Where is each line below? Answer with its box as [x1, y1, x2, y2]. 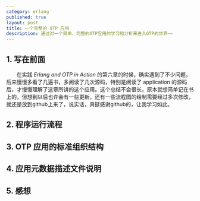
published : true [6, 14, 46, 20]
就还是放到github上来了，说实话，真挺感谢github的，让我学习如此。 [6, 100, 173, 107]
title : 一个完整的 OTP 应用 [6, 25, 70, 31]
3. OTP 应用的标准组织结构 [6, 142, 104, 152]
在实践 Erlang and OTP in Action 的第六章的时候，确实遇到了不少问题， [16, 71, 192, 78]
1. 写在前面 [6, 54, 46, 64]
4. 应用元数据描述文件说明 [6, 164, 102, 174]
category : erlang [6, 8, 49, 15]
